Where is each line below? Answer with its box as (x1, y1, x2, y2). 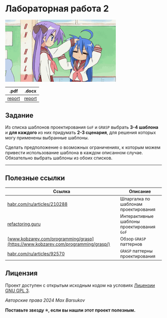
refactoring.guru (7, 221, 41, 227)
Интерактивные (120, 213, 154, 219)
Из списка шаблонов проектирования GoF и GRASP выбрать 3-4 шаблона (5, 125, 159, 130)
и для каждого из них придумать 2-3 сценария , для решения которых (5, 129, 156, 135)
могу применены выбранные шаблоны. (5, 135, 89, 140)
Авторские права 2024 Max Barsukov (5, 297, 85, 303)
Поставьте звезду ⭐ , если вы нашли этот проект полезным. (5, 307, 136, 313)
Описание (129, 189, 151, 194)
